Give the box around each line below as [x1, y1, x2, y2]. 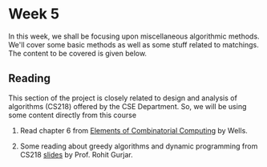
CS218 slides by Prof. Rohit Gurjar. [19, 149, 134, 159]
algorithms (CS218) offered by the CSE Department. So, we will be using [8, 101, 247, 111]
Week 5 [8, 5, 60, 23]
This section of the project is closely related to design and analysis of [8, 93, 238, 103]
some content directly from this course [8, 110, 137, 120]
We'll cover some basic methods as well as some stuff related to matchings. [8, 39, 259, 49]
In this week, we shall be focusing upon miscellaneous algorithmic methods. [8, 31, 260, 41]
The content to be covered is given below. [8, 48, 147, 58]
